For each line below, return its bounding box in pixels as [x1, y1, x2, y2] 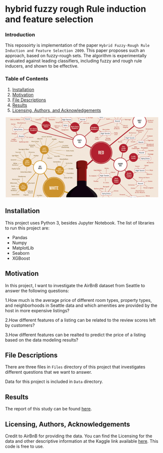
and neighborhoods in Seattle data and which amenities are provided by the [5, 302, 158, 308]
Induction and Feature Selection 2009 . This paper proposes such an [5, 47, 145, 53]
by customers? [5, 322, 35, 328]
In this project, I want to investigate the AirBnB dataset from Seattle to [5, 282, 145, 288]
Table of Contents [5, 75, 49, 82]
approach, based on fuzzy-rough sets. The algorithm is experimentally [5, 53, 147, 59]
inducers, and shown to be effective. [5, 63, 79, 69]
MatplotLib [12, 245, 34, 250]
